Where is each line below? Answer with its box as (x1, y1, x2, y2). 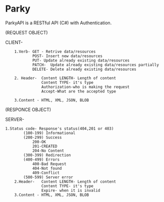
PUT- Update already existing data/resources (32, 58, 130, 63)
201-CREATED (32, 143, 58, 149)
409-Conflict (32, 170, 60, 175)
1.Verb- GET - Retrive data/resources (14, 49, 96, 54)
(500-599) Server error (23, 175, 73, 180)
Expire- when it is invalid (41, 188, 100, 193)
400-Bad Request (32, 161, 67, 167)
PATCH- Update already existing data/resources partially (32, 62, 159, 67)
